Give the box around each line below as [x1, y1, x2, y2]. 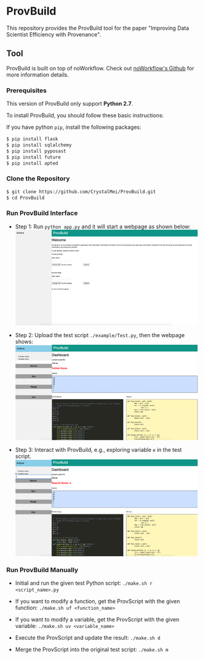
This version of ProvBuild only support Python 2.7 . [6, 100, 134, 108]
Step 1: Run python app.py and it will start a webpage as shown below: [15, 223, 191, 230]
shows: [15, 338, 33, 346]
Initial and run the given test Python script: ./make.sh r [15, 579, 153, 587]
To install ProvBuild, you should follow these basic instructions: [6, 112, 164, 119]
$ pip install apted [6, 160, 59, 166]
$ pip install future [6, 154, 61, 160]
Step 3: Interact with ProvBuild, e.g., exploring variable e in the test [15, 446, 182, 454]
